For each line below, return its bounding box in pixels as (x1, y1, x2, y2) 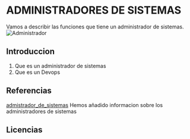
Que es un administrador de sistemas (14, 62, 106, 69)
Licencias (6, 125, 43, 135)
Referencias (6, 86, 52, 96)
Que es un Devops (14, 69, 61, 76)
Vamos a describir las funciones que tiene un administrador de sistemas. (6, 23, 184, 30)
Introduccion (6, 47, 55, 57)
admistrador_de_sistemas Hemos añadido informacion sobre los (6, 101, 163, 108)
